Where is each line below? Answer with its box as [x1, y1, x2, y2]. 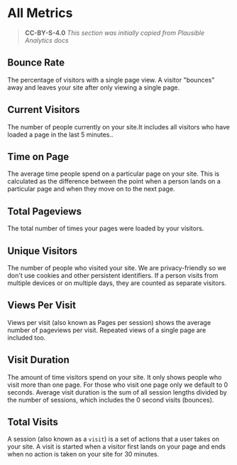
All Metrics [7, 5, 73, 21]
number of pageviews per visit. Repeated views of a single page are [7, 326, 206, 334]
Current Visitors [7, 104, 80, 116]
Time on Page [7, 151, 70, 163]
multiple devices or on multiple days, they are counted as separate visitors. [7, 279, 227, 287]
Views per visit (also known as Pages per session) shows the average [7, 318, 211, 326]
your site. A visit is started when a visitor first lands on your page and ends [7, 442, 226, 451]
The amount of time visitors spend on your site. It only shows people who [7, 373, 222, 381]
